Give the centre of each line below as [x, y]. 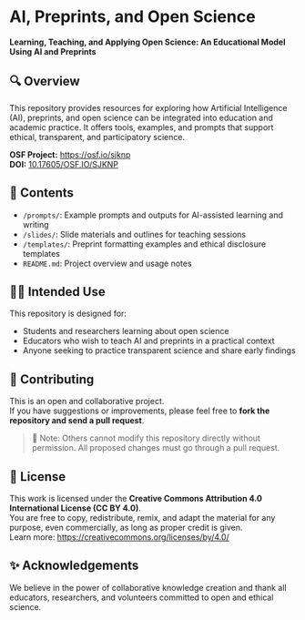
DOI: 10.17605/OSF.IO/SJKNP [64, 164]
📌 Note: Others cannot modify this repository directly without [146, 438]
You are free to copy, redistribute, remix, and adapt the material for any [142, 518]
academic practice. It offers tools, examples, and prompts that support [142, 127]
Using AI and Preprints [53, 51]
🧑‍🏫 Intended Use [58, 292]
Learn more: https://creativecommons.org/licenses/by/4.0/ [119, 537]
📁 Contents [42, 193]
